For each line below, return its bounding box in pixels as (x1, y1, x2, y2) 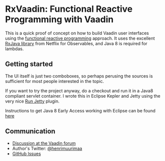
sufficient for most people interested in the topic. (5, 78, 104, 84)
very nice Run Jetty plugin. (5, 98, 60, 104)
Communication (5, 127, 56, 135)
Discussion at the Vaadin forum (12, 140, 76, 146)
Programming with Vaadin (5, 14, 114, 25)
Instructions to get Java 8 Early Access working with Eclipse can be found (5, 107, 156, 113)
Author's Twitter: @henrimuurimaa (12, 145, 82, 151)
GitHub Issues (12, 151, 41, 157)
